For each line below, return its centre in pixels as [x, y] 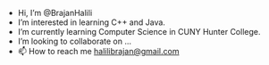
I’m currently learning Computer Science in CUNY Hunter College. [139, 32]
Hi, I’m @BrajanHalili [55, 13]
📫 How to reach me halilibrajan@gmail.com [98, 51]
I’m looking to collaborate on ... [75, 41]
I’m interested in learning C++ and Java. [91, 22]
